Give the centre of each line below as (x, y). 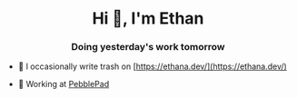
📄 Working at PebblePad (64, 84)
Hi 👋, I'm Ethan (148, 19)
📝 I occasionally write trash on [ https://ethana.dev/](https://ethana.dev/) (153, 66)
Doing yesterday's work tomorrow (148, 47)
